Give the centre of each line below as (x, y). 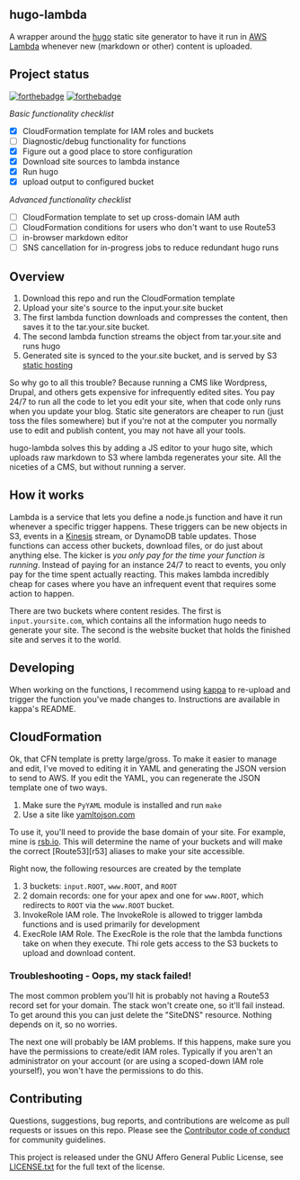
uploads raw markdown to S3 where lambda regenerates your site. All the (145, 457)
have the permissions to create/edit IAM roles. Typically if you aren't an (141, 1051)
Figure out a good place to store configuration (107, 151)
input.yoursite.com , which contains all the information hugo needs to (138, 620)
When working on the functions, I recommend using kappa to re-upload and (150, 689)
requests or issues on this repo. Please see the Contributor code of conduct (150, 1130)
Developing (42, 668)
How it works (47, 495)
